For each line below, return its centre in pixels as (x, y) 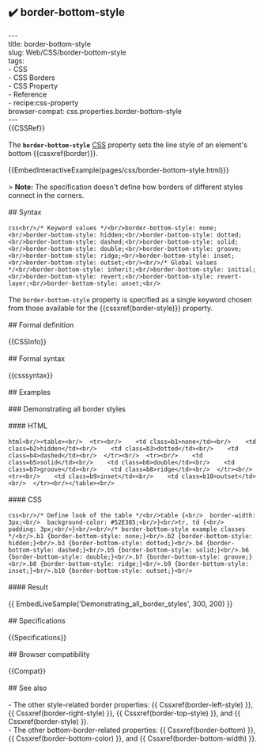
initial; (242, 269)
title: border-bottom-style (49, 44)
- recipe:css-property (43, 102)
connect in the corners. (46, 195)
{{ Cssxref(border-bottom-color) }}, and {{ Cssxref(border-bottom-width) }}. (132, 738)
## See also (28, 688)
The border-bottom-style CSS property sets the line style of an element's (128, 145)
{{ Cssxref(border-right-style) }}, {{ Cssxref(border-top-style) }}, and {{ (124, 713)
